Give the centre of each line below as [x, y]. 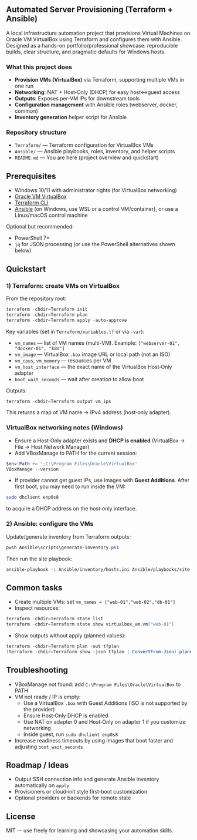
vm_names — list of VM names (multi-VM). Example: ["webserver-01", [97, 342]
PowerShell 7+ [32, 238]
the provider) [39, 709]
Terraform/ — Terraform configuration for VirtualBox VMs [84, 145]
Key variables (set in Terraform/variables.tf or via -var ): [75, 331]
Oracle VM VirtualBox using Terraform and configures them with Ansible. [94, 39]
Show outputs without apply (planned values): [70, 635]
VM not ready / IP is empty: [47, 697]
